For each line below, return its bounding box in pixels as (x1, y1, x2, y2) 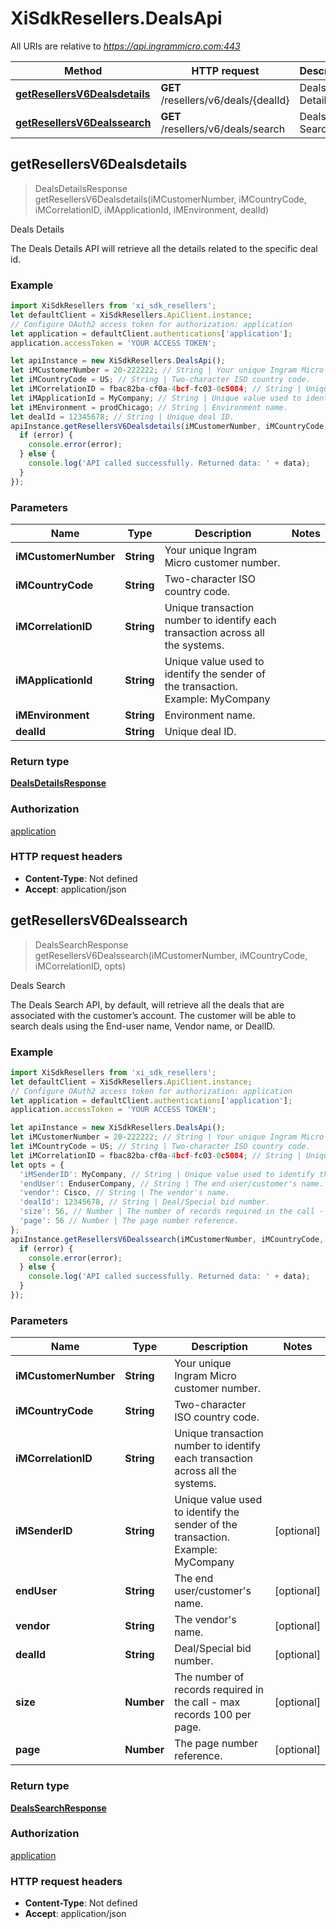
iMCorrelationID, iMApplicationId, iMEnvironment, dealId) (34, 203, 270, 216)
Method (64, 63, 103, 77)
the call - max (174, 1695, 241, 1709)
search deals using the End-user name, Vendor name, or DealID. (10, 1020, 275, 1032)
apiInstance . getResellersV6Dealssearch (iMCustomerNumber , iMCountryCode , (10, 1234, 325, 1244)
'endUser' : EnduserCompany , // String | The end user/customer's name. (19, 1178, 325, 1189)
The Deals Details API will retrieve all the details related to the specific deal (10, 242, 318, 254)
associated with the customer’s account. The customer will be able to (10, 1009, 297, 1021)
